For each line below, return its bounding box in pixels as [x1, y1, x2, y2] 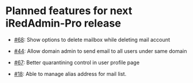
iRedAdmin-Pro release [5, 16, 121, 30]
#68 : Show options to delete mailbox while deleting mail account [13, 36, 171, 43]
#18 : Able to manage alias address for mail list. [13, 70, 127, 77]
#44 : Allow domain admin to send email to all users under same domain [13, 47, 187, 54]
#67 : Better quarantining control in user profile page [13, 59, 140, 66]
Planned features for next [5, 4, 133, 18]
